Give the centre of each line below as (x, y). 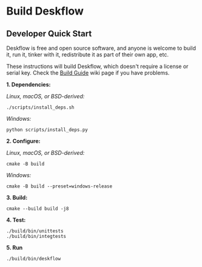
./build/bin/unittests (35, 231)
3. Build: (17, 198)
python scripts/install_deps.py (47, 130)
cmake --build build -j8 (38, 209)
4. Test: (16, 220)
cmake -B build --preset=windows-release (59, 186)
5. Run (15, 248)
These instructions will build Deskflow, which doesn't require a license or (97, 66)
